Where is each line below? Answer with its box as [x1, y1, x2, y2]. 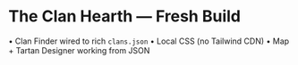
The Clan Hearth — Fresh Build [8, 6, 241, 27]
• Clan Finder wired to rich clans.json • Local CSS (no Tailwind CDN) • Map [8, 36, 290, 46]
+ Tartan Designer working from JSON [8, 45, 150, 55]
